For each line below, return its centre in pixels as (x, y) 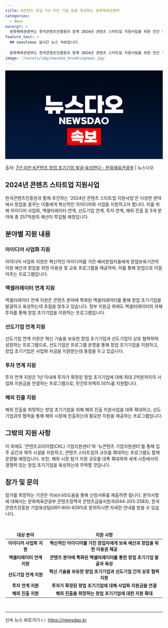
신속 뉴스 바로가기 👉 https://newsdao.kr (46, 620)
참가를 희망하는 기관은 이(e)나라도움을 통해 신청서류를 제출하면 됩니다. (73, 495)
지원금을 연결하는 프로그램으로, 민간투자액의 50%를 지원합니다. (76, 384)
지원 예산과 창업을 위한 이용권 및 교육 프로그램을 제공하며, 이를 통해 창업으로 (79, 267)
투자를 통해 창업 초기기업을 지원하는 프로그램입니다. (55, 312)
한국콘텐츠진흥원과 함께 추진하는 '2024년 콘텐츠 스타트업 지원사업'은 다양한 (79, 198)
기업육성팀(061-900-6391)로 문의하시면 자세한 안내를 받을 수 (90, 508)
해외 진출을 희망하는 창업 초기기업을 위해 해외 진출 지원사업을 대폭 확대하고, (78, 409)
